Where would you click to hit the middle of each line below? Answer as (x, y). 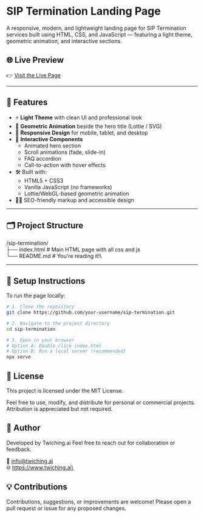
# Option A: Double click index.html (54, 346)
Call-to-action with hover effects (65, 165)
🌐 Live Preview (35, 60)
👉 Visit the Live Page (33, 75)
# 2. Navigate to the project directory (58, 323)
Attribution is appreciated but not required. (59, 409)
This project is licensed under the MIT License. (65, 390)
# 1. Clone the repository (40, 307)
